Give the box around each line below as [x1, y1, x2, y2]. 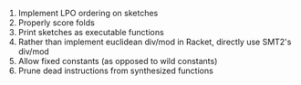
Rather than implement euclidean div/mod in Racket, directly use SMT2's [17, 36, 292, 47]
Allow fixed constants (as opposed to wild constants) [17, 56, 218, 66]
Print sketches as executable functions [17, 27, 164, 37]
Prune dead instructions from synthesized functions [17, 65, 214, 76]
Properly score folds [17, 17, 96, 28]
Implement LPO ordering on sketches [17, 8, 159, 18]
